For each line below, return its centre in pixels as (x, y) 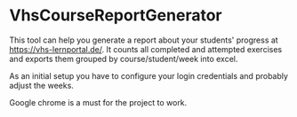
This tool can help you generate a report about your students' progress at (144, 40)
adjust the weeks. (41, 85)
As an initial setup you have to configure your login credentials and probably (149, 75)
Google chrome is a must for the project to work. (98, 102)
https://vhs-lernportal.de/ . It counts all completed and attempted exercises (146, 49)
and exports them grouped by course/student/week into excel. (124, 58)
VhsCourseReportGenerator (116, 16)
